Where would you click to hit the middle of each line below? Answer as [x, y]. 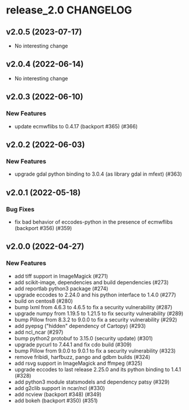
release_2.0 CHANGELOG [69, 10]
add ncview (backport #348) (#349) [58, 394]
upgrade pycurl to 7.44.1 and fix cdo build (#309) [73, 344]
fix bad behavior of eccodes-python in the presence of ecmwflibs [94, 222]
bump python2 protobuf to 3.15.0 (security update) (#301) [84, 338]
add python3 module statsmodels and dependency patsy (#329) [92, 382]
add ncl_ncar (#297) [39, 332]
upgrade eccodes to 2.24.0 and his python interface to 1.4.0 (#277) [95, 295]
